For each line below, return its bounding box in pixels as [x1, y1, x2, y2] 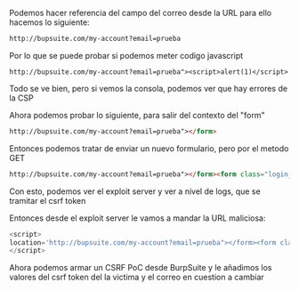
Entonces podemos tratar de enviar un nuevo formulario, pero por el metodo [9, 142, 289, 154]
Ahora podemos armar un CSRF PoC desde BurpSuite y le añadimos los [9, 263, 273, 273]
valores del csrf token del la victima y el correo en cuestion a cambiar [9, 271, 264, 283]
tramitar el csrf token [9, 195, 86, 206]
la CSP [9, 93, 34, 103]
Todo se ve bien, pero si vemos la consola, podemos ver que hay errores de [9, 83, 287, 93]
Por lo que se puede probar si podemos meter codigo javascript [9, 50, 244, 61]
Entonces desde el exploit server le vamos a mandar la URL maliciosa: [9, 213, 266, 223]
